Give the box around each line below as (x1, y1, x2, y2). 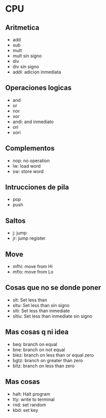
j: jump (12, 230, 27, 236)
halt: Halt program (12, 391, 50, 397)
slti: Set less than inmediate (12, 308, 70, 314)
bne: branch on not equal (12, 347, 66, 353)
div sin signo (12, 64, 39, 69)
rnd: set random (12, 401, 46, 408)
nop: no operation (12, 158, 50, 164)
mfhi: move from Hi (12, 263, 53, 270)
